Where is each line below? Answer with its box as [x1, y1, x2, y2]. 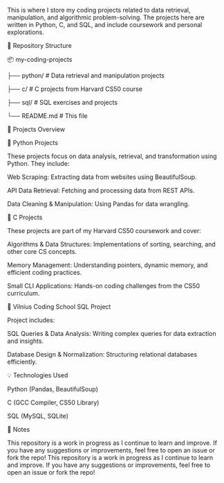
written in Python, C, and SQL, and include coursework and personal [7, 21, 203, 28]
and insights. [7, 337, 44, 345]
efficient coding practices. [7, 269, 82, 276]
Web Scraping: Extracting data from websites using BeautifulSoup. [7, 173, 197, 181]
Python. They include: [7, 160, 70, 167]
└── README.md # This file [7, 112, 88, 120]
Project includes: [7, 316, 55, 324]
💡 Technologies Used [7, 371, 68, 379]
